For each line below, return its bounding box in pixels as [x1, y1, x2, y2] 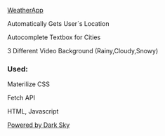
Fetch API [7, 94, 35, 102]
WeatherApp [7, 6, 44, 14]
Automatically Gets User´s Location [7, 20, 110, 27]
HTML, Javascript [7, 107, 59, 116]
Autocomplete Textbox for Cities [7, 33, 101, 41]
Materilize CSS [7, 80, 51, 88]
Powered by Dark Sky [7, 121, 70, 129]
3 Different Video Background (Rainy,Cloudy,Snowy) [7, 47, 159, 55]
